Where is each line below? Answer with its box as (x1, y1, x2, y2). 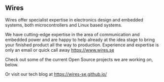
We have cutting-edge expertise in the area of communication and (5, 31, 140, 37)
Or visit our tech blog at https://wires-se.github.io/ (5, 71, 107, 77)
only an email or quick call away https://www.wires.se (5, 47, 114, 53)
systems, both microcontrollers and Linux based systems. (5, 22, 122, 28)
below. (5, 61, 19, 67)
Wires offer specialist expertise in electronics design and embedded (5, 17, 144, 22)
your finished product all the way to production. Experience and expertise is (5, 41, 159, 48)
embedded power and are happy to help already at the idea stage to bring (5, 37, 155, 42)
